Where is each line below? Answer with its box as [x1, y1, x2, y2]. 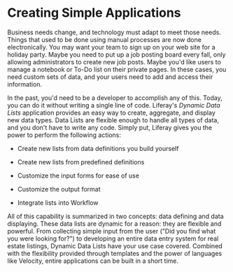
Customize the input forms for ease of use [17, 171, 140, 180]
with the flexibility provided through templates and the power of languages [7, 249, 223, 257]
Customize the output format [17, 185, 101, 193]
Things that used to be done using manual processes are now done [7, 35, 202, 43]
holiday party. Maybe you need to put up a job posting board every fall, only [7, 50, 226, 59]
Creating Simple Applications [7, 5, 181, 21]
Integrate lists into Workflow [17, 198, 99, 207]
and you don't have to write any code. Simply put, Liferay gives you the [7, 123, 212, 131]
